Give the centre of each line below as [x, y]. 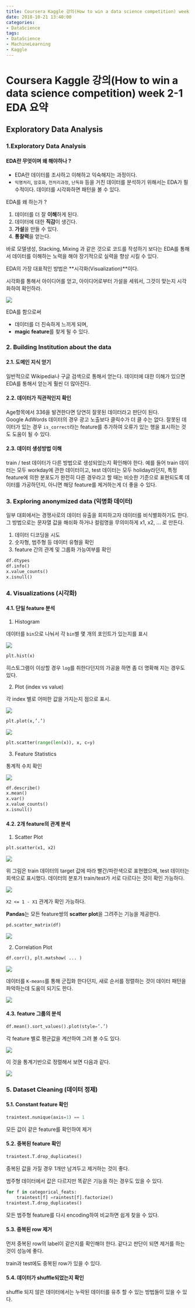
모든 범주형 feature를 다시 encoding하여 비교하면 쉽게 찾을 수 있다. [83, 1215]
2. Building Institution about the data [59, 348]
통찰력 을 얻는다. [32, 236]
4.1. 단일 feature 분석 [31, 608]
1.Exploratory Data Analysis [46, 146]
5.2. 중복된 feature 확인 [34, 1144]
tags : [13, 33]
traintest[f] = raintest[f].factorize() [65, 1197]
